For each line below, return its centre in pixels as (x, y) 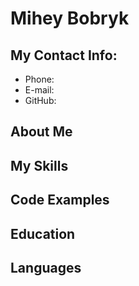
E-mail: (39, 90)
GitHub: (40, 100)
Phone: (39, 79)
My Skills (39, 165)
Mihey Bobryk (70, 18)
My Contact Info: (64, 55)
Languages (46, 267)
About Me (41, 132)
